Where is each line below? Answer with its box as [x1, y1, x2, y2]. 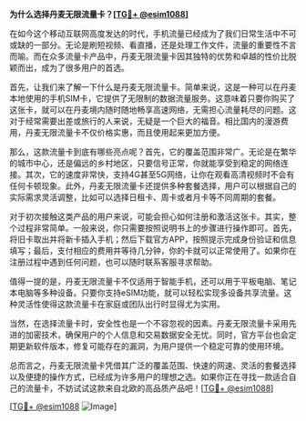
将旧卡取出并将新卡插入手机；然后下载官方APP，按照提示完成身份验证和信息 [9, 234, 297, 245]
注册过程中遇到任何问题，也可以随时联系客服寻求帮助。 [9, 256, 217, 267]
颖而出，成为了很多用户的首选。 [9, 63, 129, 73]
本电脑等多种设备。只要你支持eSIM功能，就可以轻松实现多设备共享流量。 [9, 287, 284, 298]
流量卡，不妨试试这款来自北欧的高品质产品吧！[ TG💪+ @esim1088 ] [25, 383, 274, 394]
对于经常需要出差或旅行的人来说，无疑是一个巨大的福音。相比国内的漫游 [9, 115, 280, 126]
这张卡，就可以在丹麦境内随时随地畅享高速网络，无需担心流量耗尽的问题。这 [9, 105, 297, 115]
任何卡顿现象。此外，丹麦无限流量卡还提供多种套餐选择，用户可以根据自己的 [9, 181, 297, 191]
